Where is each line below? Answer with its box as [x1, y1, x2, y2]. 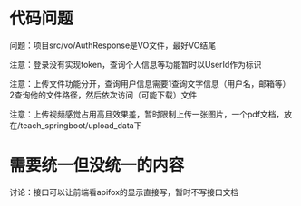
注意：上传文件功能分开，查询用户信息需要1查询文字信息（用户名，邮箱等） [9, 78, 291, 89]
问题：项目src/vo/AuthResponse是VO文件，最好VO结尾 [9, 40, 216, 51]
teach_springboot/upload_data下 [20, 119, 142, 131]
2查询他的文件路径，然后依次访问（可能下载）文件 [9, 89, 198, 100]
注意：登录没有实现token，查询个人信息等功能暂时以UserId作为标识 [9, 59, 262, 70]
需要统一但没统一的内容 [9, 155, 185, 176]
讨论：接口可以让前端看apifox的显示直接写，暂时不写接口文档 [9, 186, 239, 197]
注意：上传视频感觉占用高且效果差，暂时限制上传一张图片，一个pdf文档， [9, 108, 285, 119]
